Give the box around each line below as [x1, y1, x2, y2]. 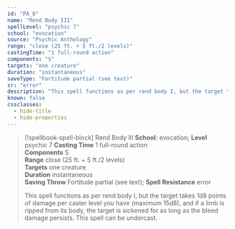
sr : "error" [7, 82, 42, 89]
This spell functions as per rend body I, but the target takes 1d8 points [24, 191, 227, 200]
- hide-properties [13, 114, 68, 121]
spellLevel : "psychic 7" [7, 23, 80, 30]
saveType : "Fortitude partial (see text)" [7, 75, 133, 82]
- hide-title [13, 108, 52, 114]
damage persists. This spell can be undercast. [24, 214, 158, 222]
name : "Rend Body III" [7, 17, 73, 24]
